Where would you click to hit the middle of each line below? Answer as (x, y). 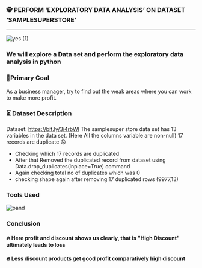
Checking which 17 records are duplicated (67, 153)
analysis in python (34, 62)
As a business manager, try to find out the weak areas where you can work (99, 91)
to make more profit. (32, 97)
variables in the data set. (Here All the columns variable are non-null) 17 (95, 135)
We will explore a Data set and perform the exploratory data (95, 54)
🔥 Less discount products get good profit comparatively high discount (96, 258)
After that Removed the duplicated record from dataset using (90, 160)
